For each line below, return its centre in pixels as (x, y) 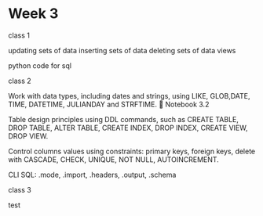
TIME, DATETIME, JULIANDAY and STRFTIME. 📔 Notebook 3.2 (109, 104)
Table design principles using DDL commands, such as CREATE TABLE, (124, 119)
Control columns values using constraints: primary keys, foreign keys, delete (132, 151)
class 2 (20, 81)
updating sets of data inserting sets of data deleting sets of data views (122, 50)
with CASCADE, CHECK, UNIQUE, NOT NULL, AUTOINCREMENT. (114, 159)
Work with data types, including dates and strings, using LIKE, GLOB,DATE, (129, 95)
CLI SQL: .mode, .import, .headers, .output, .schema (92, 175)
